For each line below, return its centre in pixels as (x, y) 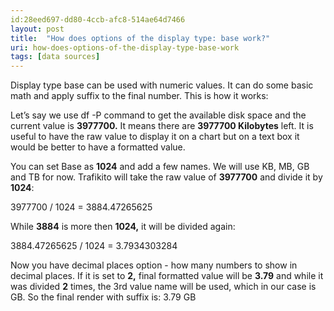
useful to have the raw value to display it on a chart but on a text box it (155, 137)
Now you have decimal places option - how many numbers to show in (154, 265)
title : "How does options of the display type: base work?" (140, 38)
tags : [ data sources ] (55, 57)
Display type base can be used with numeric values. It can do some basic (162, 85)
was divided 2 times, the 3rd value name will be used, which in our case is (163, 287)
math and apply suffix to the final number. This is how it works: (139, 96)
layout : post (37, 29)
